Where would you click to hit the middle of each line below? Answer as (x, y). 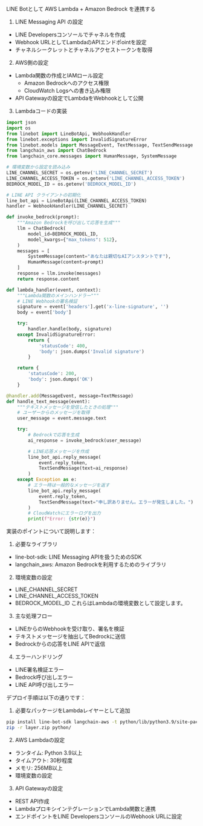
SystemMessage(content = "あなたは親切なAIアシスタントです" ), (99, 257)
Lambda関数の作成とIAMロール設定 (59, 75)
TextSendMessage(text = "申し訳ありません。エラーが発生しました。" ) (116, 502)
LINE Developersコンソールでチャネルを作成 (70, 34)
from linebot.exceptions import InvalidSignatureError (77, 139)
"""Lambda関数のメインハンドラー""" (58, 295)
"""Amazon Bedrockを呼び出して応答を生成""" (69, 223)
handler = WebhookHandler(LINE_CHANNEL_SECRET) (67, 206)
